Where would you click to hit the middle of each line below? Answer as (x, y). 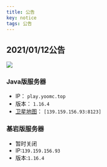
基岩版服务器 (25, 129)
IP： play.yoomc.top (40, 96)
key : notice (21, 18)
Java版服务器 (26, 82)
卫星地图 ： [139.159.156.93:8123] (58, 112)
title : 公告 (20, 12)
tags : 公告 (19, 23)
